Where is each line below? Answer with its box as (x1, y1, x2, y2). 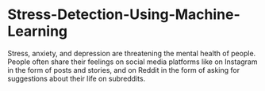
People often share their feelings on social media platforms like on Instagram (7, 57, 258, 66)
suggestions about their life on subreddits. (7, 74, 146, 83)
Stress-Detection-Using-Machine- (7, 6, 241, 24)
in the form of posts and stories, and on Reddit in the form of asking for (7, 65, 240, 74)
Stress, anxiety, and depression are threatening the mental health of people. (7, 48, 256, 58)
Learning (7, 22, 68, 40)
